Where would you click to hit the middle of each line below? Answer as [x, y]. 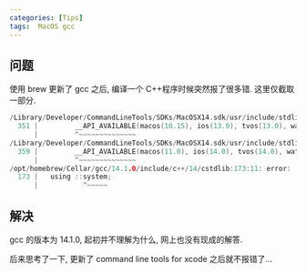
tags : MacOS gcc [42, 26]
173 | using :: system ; [65, 177]
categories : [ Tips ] [46, 18]
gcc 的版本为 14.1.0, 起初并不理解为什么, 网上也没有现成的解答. [126, 239]
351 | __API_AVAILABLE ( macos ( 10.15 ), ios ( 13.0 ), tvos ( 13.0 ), [152, 126]
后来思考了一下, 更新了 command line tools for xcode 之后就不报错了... [141, 259]
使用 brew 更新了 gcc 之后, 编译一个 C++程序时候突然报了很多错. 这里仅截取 [152, 89]
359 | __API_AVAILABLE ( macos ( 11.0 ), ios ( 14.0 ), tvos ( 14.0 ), [150, 151]
